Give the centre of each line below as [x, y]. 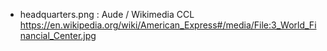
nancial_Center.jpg [58, 35]
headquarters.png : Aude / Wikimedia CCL [107, 14]
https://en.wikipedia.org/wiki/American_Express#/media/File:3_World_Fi [168, 25]
